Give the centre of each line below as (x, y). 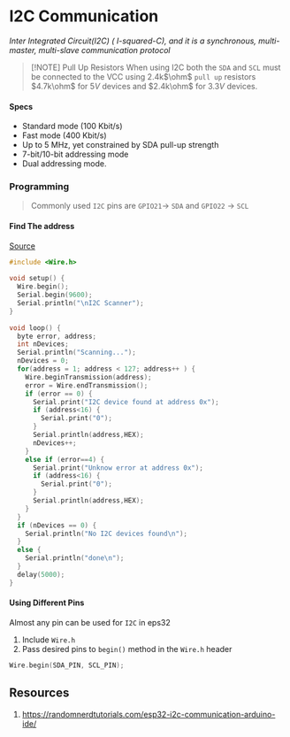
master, (23, 50)
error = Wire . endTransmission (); (87, 385)
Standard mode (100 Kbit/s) (72, 127)
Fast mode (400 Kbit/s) (65, 135)
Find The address (42, 226)
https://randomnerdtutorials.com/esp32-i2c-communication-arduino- (149, 714)
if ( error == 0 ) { (59, 394)
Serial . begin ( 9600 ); (55, 295)
